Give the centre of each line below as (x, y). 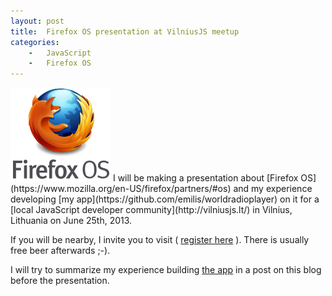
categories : (35, 42)
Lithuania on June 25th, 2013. (71, 221)
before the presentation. (60, 281)
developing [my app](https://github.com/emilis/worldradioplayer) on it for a (165, 199)
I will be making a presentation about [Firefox (205, 178)
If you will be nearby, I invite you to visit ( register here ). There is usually (160, 240)
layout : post (37, 21)
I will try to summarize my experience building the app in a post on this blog (166, 270)
